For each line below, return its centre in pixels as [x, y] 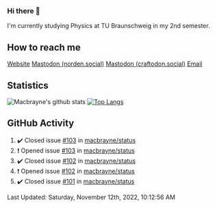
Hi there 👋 [24, 11]
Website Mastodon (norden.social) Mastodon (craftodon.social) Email [105, 64]
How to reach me [44, 47]
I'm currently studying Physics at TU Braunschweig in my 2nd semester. [108, 26]
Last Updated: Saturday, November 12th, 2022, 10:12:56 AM [91, 197]
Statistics [28, 85]
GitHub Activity [41, 123]
